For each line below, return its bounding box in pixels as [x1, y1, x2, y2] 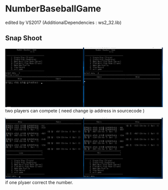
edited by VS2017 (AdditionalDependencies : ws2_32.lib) [5, 19, 121, 25]
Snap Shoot [5, 34, 42, 42]
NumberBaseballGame [5, 3, 101, 14]
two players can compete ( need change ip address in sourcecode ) [5, 108, 145, 114]
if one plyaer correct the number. [5, 180, 73, 186]
